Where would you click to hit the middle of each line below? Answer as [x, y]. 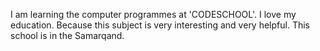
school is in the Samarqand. [67, 35]
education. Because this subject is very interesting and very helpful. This [160, 25]
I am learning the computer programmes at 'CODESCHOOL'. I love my [153, 14]
